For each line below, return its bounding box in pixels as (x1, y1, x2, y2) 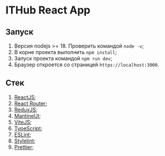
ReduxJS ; (14, 106, 38, 113)
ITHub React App (5, 4, 91, 17)
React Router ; (14, 100, 48, 107)
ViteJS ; (14, 118, 32, 126)
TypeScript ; (14, 124, 42, 132)
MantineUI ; (14, 112, 41, 119)
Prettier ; (14, 143, 34, 150)
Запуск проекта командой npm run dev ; (14, 55, 113, 62)
